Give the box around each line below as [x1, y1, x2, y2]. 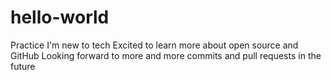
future [10, 60, 36, 72]
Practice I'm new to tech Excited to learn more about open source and [10, 39, 299, 51]
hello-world [10, 6, 110, 29]
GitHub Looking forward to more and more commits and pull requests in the [10, 49, 322, 61]
